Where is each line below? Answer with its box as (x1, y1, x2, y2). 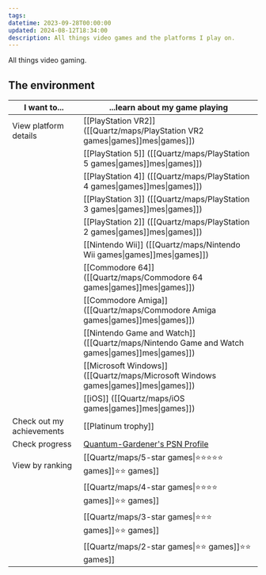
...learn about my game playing (108, 102, 228, 113)
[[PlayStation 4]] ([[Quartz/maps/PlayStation (82, 171, 250, 182)
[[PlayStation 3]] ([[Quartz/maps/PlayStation (82, 194, 250, 205)
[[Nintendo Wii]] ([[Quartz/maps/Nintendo (82, 240, 241, 251)
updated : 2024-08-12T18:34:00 (8, 26, 108, 34)
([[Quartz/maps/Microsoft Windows (82, 370, 216, 381)
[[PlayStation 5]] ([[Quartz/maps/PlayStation (82, 148, 250, 159)
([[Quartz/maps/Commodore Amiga (82, 305, 216, 316)
